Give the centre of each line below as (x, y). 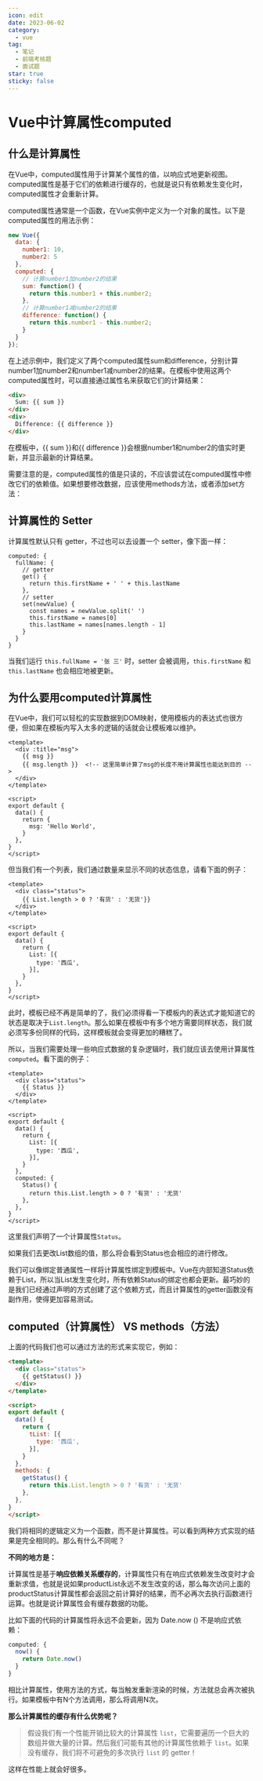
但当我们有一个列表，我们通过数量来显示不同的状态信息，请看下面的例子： (128, 870)
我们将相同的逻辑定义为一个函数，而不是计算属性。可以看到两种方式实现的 (128, 1531)
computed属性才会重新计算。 (56, 194)
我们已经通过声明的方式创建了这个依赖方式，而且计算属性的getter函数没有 (134, 1290)
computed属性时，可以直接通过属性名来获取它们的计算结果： (107, 380)
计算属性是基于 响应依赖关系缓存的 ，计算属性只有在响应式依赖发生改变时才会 (131, 1574)
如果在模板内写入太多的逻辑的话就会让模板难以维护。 (114, 728)
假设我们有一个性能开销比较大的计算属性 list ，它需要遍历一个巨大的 (138, 1732)
